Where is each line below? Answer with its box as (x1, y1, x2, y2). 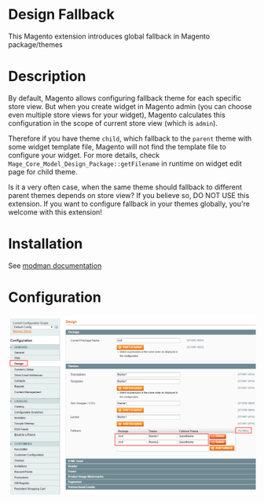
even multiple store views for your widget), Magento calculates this (8, 110, 225, 119)
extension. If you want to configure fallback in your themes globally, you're (8, 199, 250, 208)
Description (8, 68, 86, 86)
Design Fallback (8, 6, 115, 24)
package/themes (8, 39, 63, 49)
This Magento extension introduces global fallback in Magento (8, 31, 211, 41)
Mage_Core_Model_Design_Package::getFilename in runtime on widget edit (8, 159, 242, 168)
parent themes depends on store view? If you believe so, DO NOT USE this (8, 190, 250, 200)
